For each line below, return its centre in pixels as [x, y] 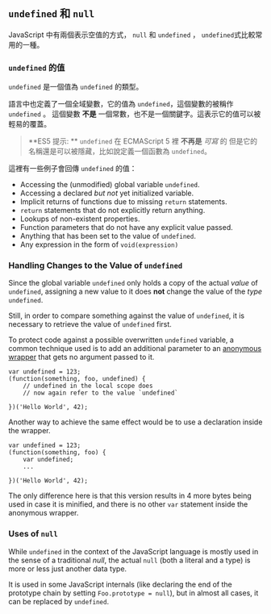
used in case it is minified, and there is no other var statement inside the [128, 504]
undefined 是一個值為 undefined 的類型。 [76, 87]
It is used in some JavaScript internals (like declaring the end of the [120, 584]
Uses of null [33, 534]
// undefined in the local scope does [88, 386]
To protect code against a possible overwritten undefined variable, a [121, 340]
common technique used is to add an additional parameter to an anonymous [135, 349]
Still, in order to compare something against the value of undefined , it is [126, 315]
